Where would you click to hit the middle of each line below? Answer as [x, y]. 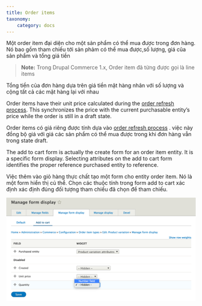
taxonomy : [19, 19]
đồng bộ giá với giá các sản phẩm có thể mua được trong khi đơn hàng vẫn [99, 134]
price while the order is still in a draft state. [59, 116]
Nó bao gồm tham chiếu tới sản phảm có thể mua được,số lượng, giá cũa [96, 49]
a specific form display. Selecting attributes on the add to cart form [89, 158]
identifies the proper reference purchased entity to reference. [82, 165]
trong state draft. [27, 140]
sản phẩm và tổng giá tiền [38, 56]
